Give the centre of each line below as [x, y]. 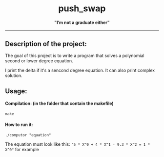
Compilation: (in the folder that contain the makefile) [59, 104]
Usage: [16, 91]
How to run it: [19, 125]
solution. [14, 76]
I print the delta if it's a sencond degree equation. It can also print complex [80, 70]
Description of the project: [46, 44]
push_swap [82, 9]
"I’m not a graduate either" [82, 22]
